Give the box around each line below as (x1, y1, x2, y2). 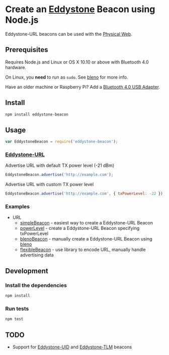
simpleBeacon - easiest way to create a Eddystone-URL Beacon (20, 220, 153, 226)
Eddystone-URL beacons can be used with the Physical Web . (5, 31, 132, 37)
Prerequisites (5, 45, 48, 54)
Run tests (5, 305, 29, 312)
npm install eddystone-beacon (5, 112, 69, 117)
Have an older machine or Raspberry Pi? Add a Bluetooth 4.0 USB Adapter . (5, 84, 160, 90)
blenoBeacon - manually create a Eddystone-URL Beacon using (20, 236, 152, 242)
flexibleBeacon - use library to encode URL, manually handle (20, 247, 146, 253)
